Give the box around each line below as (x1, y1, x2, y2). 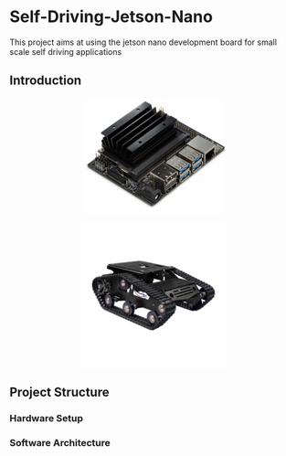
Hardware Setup (9, 411, 84, 424)
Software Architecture (9, 436, 111, 449)
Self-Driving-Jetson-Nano (9, 6, 213, 27)
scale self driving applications (9, 46, 122, 57)
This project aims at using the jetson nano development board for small (9, 37, 277, 48)
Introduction (9, 73, 82, 89)
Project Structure (9, 384, 110, 399)
